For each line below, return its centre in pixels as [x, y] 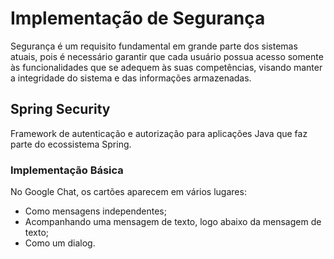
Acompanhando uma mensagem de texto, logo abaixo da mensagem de [173, 222]
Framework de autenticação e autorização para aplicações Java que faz [159, 133]
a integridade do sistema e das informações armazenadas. [131, 78]
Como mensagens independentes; [95, 211]
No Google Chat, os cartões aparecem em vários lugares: [128, 192]
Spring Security [60, 109]
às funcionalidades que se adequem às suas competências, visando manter [166, 67]
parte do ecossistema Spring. [71, 144]
